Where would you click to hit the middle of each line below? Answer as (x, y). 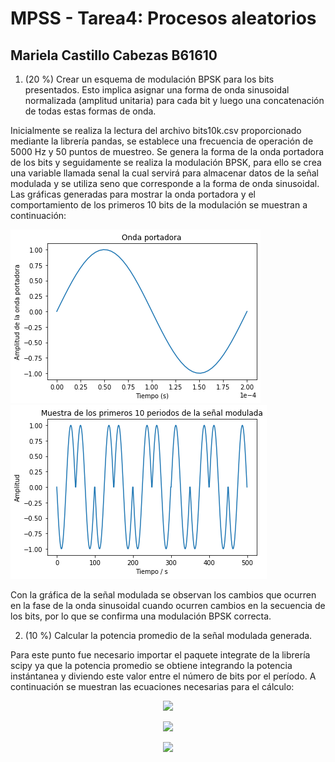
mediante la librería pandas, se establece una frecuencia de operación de (162, 141)
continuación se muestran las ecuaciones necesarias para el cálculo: (152, 686)
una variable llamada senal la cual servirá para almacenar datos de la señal (164, 173)
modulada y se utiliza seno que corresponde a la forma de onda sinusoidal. (165, 183)
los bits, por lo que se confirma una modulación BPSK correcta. (141, 616)
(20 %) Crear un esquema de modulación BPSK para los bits (149, 79)
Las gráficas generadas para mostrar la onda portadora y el (133, 194)
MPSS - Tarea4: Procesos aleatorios (163, 18)
